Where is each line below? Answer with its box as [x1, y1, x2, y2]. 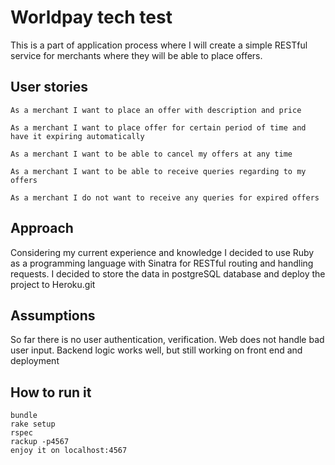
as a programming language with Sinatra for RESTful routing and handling [10, 257, 314, 269]
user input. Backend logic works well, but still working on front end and [10, 344, 303, 356]
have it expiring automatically [10, 131, 145, 141]
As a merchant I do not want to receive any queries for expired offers [10, 192, 320, 203]
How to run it [10, 384, 92, 401]
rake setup [10, 419, 56, 430]
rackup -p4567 [10, 437, 70, 447]
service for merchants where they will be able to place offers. [10, 49, 263, 61]
